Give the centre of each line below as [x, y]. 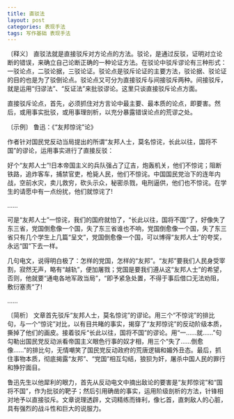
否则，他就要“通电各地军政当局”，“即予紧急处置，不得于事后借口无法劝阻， [115, 278]
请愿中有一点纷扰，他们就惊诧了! [66, 192]
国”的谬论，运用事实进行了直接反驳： [61, 151]
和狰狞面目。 [25, 367]
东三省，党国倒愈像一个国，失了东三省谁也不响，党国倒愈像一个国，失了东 [114, 229]
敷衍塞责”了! [25, 287]
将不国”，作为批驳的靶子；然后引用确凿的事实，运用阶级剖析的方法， [106, 391]
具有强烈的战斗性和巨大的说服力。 [56, 409]
